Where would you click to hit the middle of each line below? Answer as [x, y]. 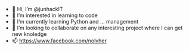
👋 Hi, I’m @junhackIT [38, 9]
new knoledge [29, 34]
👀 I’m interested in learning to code [55, 15]
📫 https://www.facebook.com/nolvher [59, 41]
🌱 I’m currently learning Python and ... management [75, 21]
